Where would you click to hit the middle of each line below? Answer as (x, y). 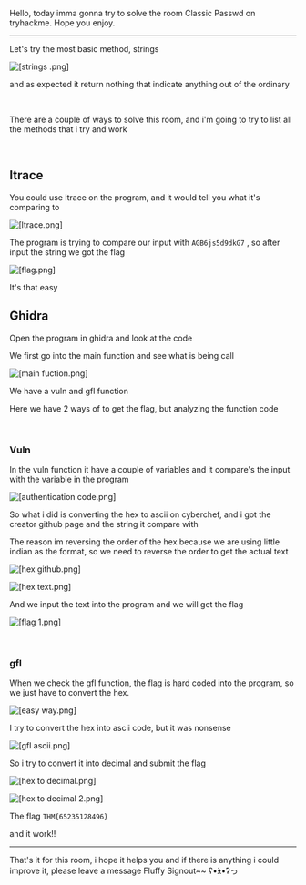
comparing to (35, 207)
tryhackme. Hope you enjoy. (62, 23)
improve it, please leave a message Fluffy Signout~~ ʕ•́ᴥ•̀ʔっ (124, 871)
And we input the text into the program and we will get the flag (127, 604)
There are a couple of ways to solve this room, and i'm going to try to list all (151, 119)
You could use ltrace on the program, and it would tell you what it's (135, 197)
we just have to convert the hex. (70, 693)
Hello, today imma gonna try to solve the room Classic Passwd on (133, 13)
